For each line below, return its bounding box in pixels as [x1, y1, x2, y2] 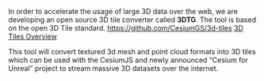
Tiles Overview [8, 31, 57, 41]
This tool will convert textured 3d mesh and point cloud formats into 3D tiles [8, 47, 256, 56]
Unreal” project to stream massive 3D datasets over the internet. [8, 64, 219, 73]
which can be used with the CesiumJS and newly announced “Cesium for [8, 55, 248, 64]
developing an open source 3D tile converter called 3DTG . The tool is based [8, 15, 256, 24]
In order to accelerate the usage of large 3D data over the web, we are [8, 7, 238, 16]
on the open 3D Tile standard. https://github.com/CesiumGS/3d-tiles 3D [8, 24, 244, 32]
